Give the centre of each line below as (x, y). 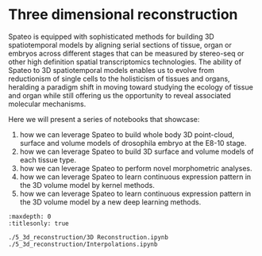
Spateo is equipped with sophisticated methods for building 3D (111, 36)
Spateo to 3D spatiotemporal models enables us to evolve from (111, 70)
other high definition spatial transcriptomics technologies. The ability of (125, 62)
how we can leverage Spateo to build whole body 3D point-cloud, (127, 134)
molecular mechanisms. (47, 104)
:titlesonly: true (39, 224)
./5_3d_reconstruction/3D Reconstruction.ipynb (89, 237)
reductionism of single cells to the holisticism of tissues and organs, (119, 78)
